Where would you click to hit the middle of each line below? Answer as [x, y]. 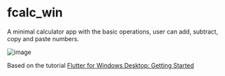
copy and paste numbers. [43, 38]
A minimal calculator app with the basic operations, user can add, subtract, [113, 31]
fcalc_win [35, 13]
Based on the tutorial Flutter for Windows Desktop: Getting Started [101, 65]
